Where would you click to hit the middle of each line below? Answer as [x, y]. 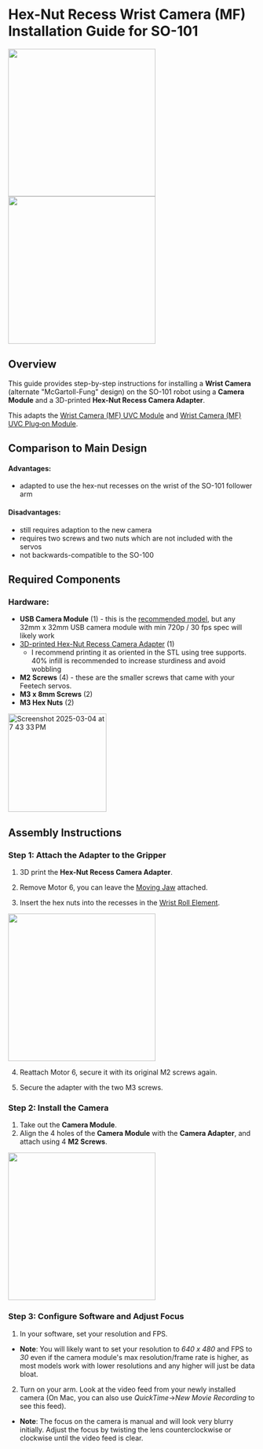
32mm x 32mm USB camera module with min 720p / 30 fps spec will [131, 628]
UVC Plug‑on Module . [43, 423]
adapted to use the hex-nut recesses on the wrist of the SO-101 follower [136, 486]
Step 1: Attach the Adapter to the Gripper [87, 855]
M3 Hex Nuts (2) [47, 702]
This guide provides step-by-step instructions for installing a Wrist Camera [130, 383]
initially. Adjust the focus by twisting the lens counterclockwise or [125, 1429]
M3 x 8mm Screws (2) [56, 695]
